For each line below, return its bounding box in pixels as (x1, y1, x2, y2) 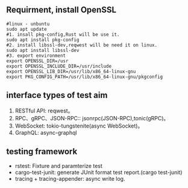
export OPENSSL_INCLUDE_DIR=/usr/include (6, 63, 112, 69)
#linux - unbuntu (6, 21, 50, 27)
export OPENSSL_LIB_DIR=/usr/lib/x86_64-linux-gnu (6, 68, 136, 74)
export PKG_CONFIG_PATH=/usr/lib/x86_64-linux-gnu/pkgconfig (6, 74, 163, 80)
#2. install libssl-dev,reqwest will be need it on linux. (6, 42, 158, 48)
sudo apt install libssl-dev (6, 47, 80, 53)
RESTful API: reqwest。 (14, 107, 74, 114)
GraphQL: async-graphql (14, 129, 77, 136)
